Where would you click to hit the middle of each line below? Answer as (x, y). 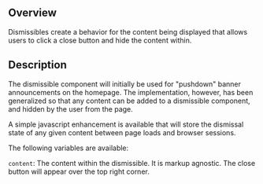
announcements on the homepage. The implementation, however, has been (131, 92)
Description (37, 65)
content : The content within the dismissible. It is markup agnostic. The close (132, 163)
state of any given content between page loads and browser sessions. (122, 132)
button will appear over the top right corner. (79, 171)
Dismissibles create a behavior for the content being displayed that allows (128, 31)
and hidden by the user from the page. (71, 109)
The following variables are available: (69, 148)
